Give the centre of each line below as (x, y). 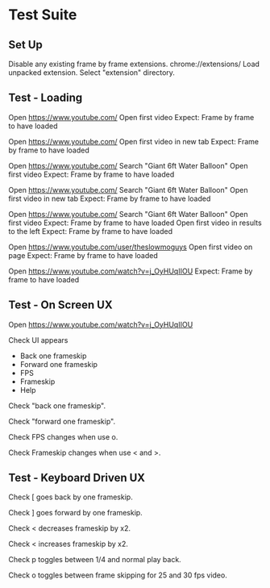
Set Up (25, 45)
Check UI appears (38, 340)
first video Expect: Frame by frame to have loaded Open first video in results (135, 223)
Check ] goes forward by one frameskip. (75, 513)
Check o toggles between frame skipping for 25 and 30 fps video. (118, 575)
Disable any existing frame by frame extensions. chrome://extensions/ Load (134, 64)
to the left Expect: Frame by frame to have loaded (91, 231)
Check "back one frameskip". (57, 406)
